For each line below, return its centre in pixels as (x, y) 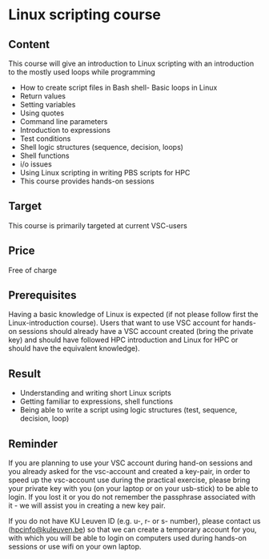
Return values (43, 96)
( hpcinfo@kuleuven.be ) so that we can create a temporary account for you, (133, 529)
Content (29, 44)
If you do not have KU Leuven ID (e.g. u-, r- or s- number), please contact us (134, 521)
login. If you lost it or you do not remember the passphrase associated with (132, 497)
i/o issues (36, 164)
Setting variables (48, 105)
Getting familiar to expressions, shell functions (96, 401)
